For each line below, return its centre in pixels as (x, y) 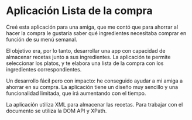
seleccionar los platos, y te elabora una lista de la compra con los (85, 63)
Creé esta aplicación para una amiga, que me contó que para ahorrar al (92, 27)
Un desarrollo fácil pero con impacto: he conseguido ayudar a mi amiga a (95, 81)
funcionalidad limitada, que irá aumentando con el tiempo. (76, 93)
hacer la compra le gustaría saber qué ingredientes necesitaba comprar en (96, 33)
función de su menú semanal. (42, 39)
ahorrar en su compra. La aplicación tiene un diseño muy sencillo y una (92, 87)
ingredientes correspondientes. (44, 69)
